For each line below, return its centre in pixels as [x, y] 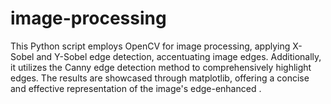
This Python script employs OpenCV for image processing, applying [150, 46]
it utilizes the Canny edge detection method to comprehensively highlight [161, 67]
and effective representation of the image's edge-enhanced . [136, 88]
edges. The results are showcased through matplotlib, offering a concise [160, 78]
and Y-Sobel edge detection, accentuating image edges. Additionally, [179, 56]
